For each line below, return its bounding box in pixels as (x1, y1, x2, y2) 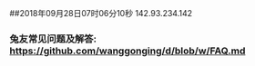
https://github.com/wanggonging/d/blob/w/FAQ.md (9, 44, 246, 57)
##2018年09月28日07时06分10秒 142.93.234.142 (9, 8, 193, 18)
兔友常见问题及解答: (9, 33, 97, 45)
